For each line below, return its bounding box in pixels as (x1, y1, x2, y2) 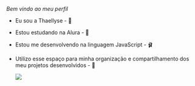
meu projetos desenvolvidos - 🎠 (15, 62, 96, 69)
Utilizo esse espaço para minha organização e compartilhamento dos (15, 55, 190, 62)
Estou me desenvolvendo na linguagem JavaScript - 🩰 (15, 41, 154, 48)
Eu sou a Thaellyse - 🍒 (15, 17, 72, 24)
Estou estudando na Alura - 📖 (15, 29, 90, 36)
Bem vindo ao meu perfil (6, 5, 68, 12)
